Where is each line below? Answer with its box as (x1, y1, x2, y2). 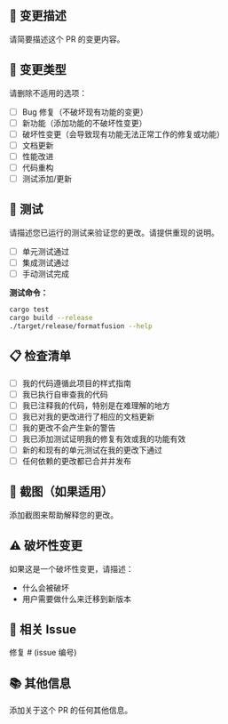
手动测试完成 (21, 269, 69, 278)
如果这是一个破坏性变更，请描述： (9, 563, 134, 574)
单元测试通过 (21, 245, 69, 256)
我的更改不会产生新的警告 (21, 422, 116, 433)
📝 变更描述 (9, 8, 67, 24)
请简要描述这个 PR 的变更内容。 (9, 34, 125, 44)
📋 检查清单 (9, 349, 72, 364)
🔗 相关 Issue (9, 622, 77, 638)
